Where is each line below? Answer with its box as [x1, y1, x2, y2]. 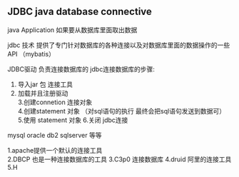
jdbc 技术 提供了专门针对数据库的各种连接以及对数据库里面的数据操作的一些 [7, 41, 230, 49]
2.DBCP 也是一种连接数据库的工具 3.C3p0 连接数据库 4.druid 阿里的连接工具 [7, 155, 232, 163]
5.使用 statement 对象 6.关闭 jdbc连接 [17, 116, 128, 124]
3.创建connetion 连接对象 [17, 98, 93, 106]
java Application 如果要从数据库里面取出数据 [7, 25, 138, 34]
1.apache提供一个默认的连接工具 [7, 146, 103, 154]
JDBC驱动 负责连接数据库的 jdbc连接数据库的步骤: [7, 64, 155, 74]
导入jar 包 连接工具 [17, 80, 73, 88]
